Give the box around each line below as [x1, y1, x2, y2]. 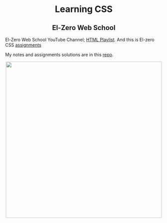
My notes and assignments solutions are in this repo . [5, 51, 114, 57]
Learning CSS [54, 3, 113, 15]
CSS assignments [5, 42, 41, 48]
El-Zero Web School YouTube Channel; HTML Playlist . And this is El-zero [5, 36, 155, 42]
